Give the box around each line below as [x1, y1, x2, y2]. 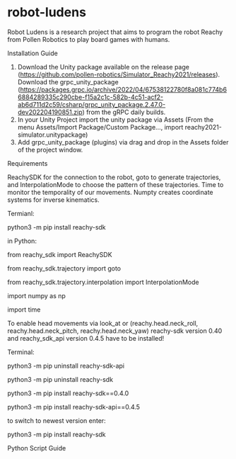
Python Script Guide [7, 443, 66, 452]
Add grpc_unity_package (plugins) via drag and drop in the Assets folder [17, 137, 229, 146]
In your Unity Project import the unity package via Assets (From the [17, 115, 214, 124]
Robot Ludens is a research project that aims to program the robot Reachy [7, 28, 223, 36]
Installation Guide [7, 49, 58, 57]
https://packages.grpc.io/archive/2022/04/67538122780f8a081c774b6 [20, 85, 228, 93]
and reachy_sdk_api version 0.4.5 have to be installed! [7, 334, 165, 342]
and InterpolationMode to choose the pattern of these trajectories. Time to [7, 180, 224, 188]
